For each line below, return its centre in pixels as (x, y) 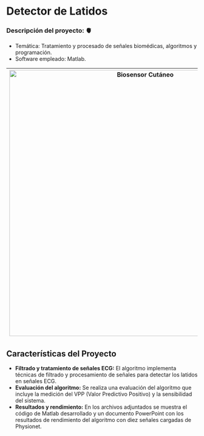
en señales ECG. (36, 381)
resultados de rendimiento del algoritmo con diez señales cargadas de (103, 420)
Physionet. (28, 426)
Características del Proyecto (61, 354)
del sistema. (30, 401)
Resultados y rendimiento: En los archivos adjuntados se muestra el (101, 407)
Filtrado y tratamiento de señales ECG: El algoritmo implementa (96, 369)
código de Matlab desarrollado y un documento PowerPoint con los (99, 414)
